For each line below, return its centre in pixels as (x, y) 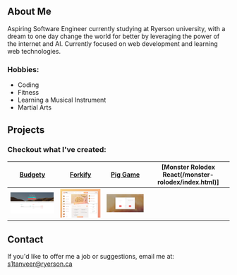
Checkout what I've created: (57, 150)
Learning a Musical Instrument (62, 100)
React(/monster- (188, 175)
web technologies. (34, 51)
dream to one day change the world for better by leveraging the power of (114, 36)
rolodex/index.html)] (188, 182)
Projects (26, 130)
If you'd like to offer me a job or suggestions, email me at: (91, 257)
